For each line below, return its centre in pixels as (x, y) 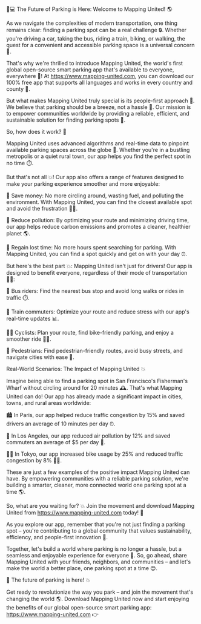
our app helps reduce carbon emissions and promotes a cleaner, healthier (98, 227)
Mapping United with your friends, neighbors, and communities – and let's (99, 562)
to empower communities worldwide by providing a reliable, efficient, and (98, 113)
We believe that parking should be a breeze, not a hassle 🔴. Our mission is (99, 107)
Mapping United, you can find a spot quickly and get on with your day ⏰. (97, 254)
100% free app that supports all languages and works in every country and (99, 82)
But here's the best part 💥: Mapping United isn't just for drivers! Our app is (99, 266)
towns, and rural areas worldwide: (49, 403)
